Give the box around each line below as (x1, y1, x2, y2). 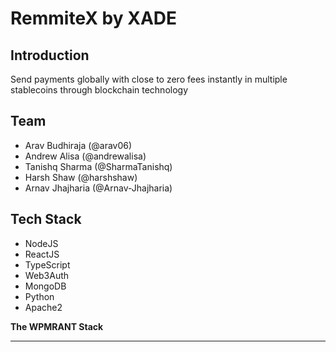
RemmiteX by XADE (10, 7, 178, 30)
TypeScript (24, 258, 71, 271)
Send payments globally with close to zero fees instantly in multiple (10, 73, 288, 85)
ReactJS (24, 248, 60, 260)
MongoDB (24, 280, 67, 292)
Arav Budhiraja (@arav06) (24, 139, 133, 151)
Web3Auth (24, 269, 70, 281)
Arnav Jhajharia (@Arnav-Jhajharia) (24, 182, 173, 194)
